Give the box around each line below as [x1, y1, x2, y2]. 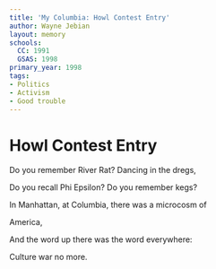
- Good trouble [9, 96, 66, 106]
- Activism [9, 88, 50, 97]
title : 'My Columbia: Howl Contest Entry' [9, 13, 170, 22]
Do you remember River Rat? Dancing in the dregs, [9, 165, 197, 176]
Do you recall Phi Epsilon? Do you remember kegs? [9, 182, 198, 193]
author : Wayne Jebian [9, 22, 91, 30]
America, [9, 217, 43, 228]
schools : [9, 38, 42, 48]
